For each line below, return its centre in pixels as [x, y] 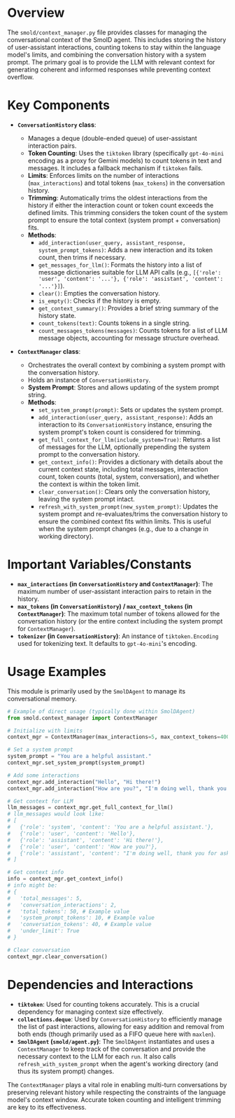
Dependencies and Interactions [100, 985]
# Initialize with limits [45, 731]
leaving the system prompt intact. [86, 499]
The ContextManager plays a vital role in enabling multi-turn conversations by [117, 1084]
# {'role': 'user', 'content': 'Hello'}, [72, 834]
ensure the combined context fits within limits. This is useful [124, 521]
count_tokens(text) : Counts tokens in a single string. [114, 323]
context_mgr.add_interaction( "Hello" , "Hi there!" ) [84, 782]
